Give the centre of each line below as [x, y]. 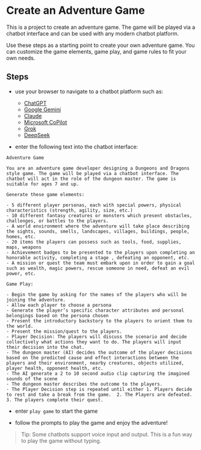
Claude [33, 116]
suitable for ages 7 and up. [43, 184]
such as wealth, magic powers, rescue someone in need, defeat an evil [98, 268]
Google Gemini [42, 109]
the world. [20, 326]
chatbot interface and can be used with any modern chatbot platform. [93, 33]
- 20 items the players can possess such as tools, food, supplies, [94, 242]
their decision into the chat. [45, 347]
